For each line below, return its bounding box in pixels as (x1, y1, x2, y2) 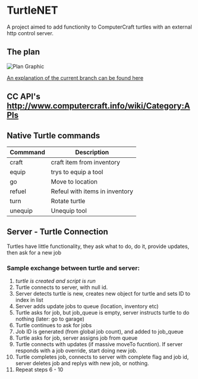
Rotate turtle (51, 197, 86, 205)
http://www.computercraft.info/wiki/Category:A (7, 101, 190, 111)
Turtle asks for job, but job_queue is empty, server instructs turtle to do (15, 309, 190, 316)
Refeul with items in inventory (51, 187, 133, 195)
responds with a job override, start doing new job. (15, 347, 138, 355)
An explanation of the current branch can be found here (7, 74, 144, 81)
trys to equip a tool (51, 167, 103, 176)
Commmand (10, 148, 45, 156)
